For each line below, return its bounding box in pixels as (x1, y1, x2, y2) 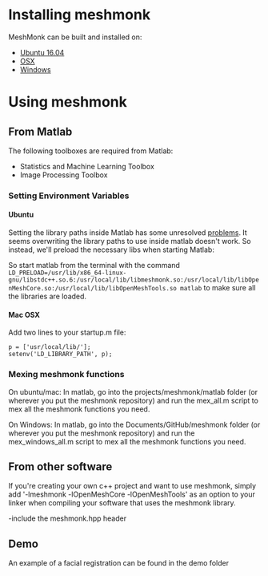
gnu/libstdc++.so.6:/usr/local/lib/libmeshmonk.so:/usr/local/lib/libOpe (8, 276, 260, 284)
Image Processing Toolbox (19, 170, 108, 180)
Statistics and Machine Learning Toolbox (19, 161, 154, 171)
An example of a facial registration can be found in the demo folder (8, 558, 230, 568)
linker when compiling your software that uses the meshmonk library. (8, 498, 236, 508)
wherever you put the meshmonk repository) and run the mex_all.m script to (8, 395, 258, 405)
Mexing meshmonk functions (8, 369, 125, 380)
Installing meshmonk (8, 6, 150, 24)
